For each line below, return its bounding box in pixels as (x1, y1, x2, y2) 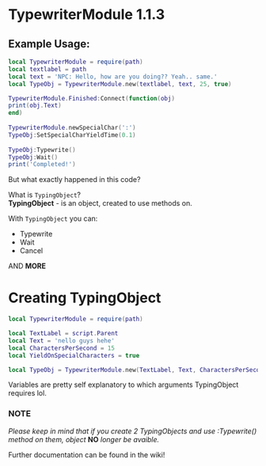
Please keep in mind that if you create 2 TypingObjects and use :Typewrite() (8, 426, 257, 436)
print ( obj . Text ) (8, 101, 62, 110)
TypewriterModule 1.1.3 (8, 6, 165, 24)
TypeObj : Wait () (8, 153, 59, 161)
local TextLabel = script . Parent (8, 330, 119, 338)
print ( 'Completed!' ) (8, 161, 77, 169)
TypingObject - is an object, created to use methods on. (8, 199, 192, 208)
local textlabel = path (8, 65, 87, 73)
